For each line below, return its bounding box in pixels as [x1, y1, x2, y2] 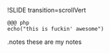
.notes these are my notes [7, 38, 82, 46]
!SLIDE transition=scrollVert [7, 6, 86, 14]
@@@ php [7, 20, 30, 26]
